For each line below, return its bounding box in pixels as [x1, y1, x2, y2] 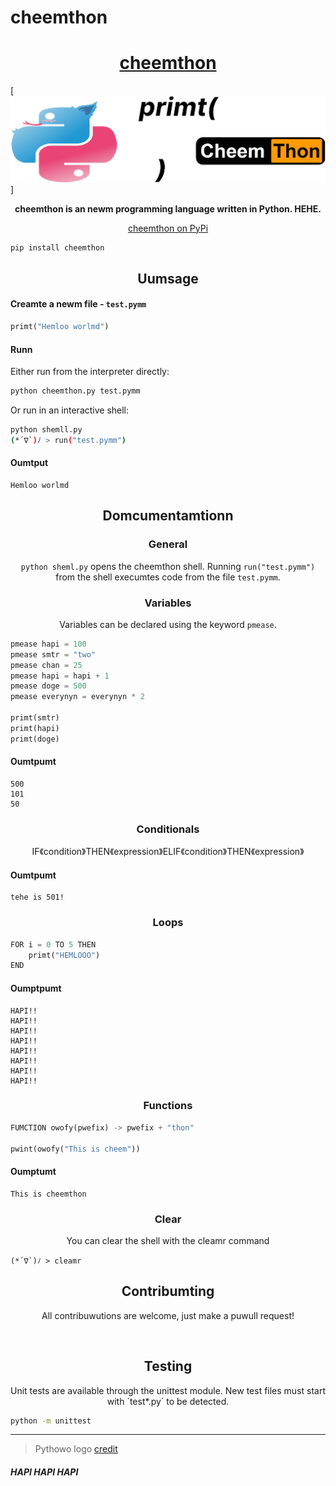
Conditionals [136, 822, 200, 836]
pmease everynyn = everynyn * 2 [10, 692, 145, 702]
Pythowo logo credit [34, 1443, 118, 1455]
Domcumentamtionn [102, 507, 234, 525]
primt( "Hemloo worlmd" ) [10, 322, 110, 332]
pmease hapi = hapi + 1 [10, 671, 110, 681]
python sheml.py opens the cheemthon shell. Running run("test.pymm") [20, 560, 316, 572]
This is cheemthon [10, 1189, 87, 1199]
